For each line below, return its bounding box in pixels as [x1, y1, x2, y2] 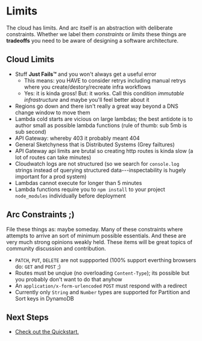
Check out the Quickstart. [14, 328, 80, 336]
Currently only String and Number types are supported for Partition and [14, 288, 190, 296]
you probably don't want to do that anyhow [14, 275, 122, 283]
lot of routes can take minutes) [14, 154, 92, 161]
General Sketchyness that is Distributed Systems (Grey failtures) [14, 140, 175, 148]
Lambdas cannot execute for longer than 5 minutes [14, 179, 142, 186]
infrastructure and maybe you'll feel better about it [24, 96, 150, 103]
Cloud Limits [6, 54, 55, 64]
